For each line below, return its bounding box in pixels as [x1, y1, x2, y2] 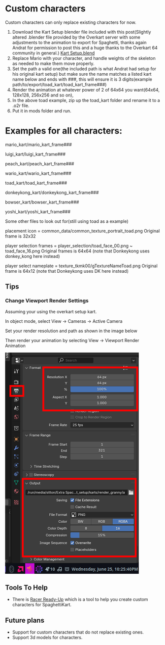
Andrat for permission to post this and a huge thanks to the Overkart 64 [12, 45, 158, 50]
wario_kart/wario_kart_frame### [5, 170, 71, 176]
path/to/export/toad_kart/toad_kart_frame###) [12, 81, 107, 87]
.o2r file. [12, 102, 30, 108]
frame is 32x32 [5, 233, 36, 239]
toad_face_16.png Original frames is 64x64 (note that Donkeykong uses [5, 248, 150, 254]
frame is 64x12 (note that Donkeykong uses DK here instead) [5, 268, 129, 274]
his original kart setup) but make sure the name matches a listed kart [12, 71, 152, 77]
